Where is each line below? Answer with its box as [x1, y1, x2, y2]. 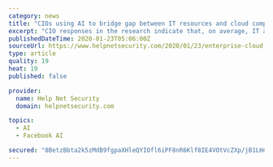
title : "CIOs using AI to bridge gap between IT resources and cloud [8, 19, 249, 28]
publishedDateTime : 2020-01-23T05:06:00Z [8, 34, 151, 43]
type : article [8, 49, 57, 58]
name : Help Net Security [15, 94, 100, 102]
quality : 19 [8, 58, 49, 66]
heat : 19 [8, 65, 38, 73]
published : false [8, 72, 67, 80]
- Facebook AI [15, 131, 63, 140]
